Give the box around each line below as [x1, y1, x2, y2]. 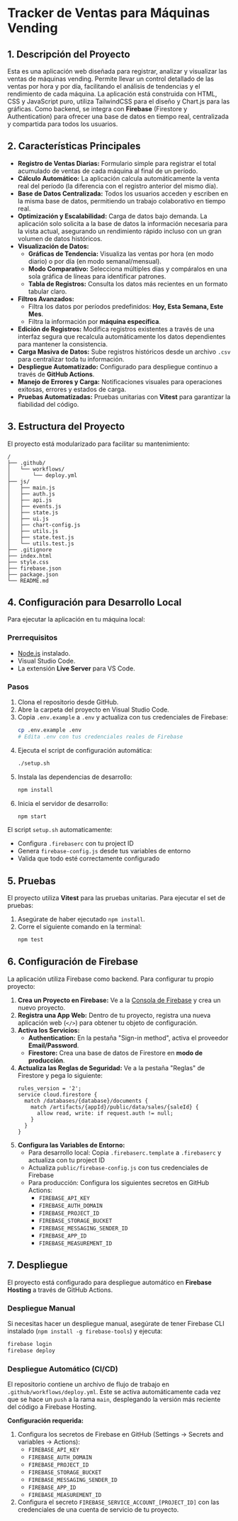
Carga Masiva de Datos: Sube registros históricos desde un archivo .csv [17, 347, 231, 356]
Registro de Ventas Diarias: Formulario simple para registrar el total [17, 159, 216, 167]
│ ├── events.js [7, 503, 62, 510]
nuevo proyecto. [17, 1003, 66, 1011]
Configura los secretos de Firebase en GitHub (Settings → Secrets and [17, 1430, 224, 1439]
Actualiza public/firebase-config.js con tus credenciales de [28, 1163, 209, 1172]
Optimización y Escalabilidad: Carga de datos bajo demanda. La [17, 211, 208, 220]
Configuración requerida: [7, 1416, 84, 1425]
